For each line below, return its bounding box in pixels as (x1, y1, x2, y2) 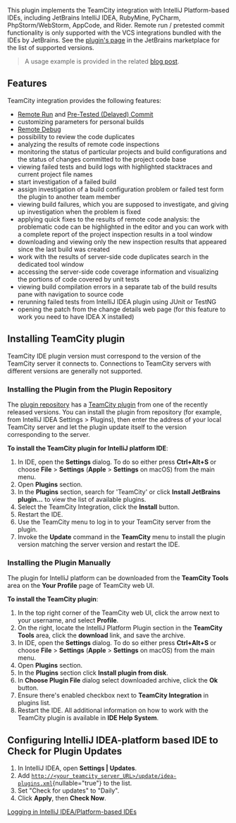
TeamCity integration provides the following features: (7, 96, 162, 104)
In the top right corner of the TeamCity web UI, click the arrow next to (17, 608, 220, 617)
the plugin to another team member (17, 192, 121, 200)
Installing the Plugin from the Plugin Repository (7, 384, 173, 394)
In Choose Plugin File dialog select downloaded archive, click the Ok (17, 676, 218, 685)
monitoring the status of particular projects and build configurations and (17, 148, 227, 156)
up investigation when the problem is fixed (17, 208, 141, 216)
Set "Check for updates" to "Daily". (17, 786, 120, 795)
